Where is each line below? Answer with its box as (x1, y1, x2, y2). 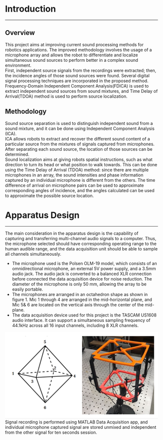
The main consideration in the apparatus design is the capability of (5, 230, 139, 236)
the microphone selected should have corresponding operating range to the (5, 241, 157, 246)
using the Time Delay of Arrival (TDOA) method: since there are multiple (5, 167, 149, 173)
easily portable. (12, 286, 44, 292)
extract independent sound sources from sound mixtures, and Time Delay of (5, 88, 158, 94)
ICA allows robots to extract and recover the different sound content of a (5, 136, 150, 141)
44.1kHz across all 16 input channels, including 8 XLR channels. (12, 322, 139, 328)
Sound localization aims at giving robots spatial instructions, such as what (5, 157, 153, 162)
